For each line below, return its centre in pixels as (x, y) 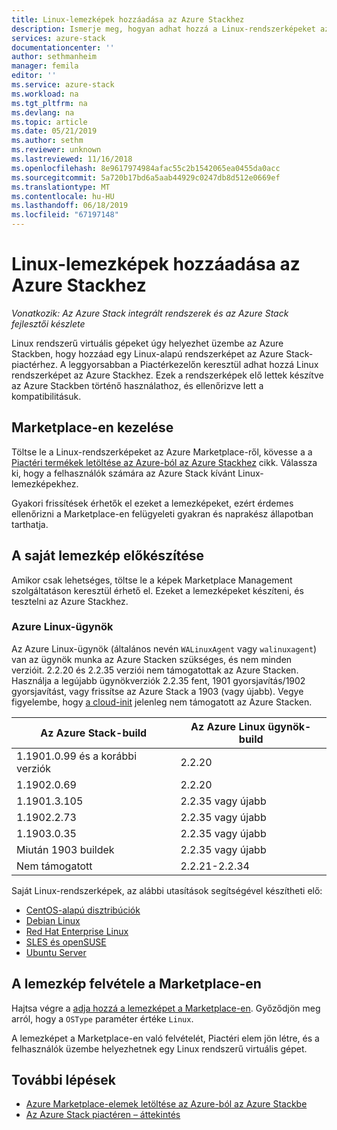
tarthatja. (30, 524)
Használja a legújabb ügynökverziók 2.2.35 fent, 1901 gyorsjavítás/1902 (158, 680)
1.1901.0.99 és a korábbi (77, 756)
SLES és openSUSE (66, 942)
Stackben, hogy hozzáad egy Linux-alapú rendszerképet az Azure (147, 353)
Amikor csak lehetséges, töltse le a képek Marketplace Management (152, 580)
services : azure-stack (58, 38)
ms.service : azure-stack (63, 85)
